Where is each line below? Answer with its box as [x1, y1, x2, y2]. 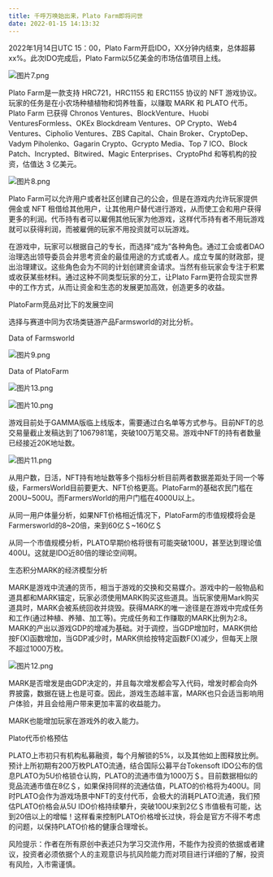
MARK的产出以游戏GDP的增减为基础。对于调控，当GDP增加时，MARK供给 [8, 623, 258, 633]
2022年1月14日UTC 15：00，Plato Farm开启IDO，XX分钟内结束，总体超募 [8, 42, 256, 53]
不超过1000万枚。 [8, 643, 68, 653]
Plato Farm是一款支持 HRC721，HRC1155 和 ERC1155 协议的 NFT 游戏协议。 [8, 87, 262, 98]
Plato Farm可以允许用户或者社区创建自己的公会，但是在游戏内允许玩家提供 [8, 193, 258, 204]
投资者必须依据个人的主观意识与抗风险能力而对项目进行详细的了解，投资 [22, 848, 265, 859]
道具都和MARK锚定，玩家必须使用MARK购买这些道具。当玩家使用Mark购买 [8, 592, 260, 603]
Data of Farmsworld [8, 333, 75, 343]
